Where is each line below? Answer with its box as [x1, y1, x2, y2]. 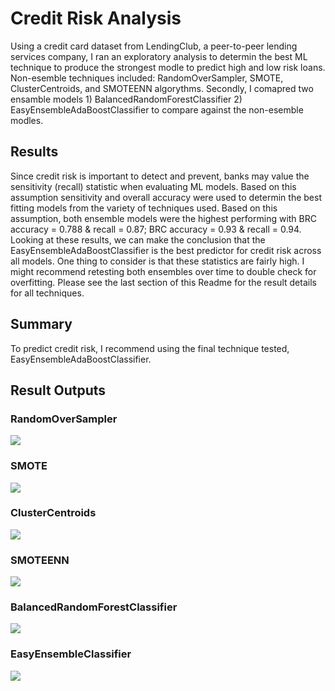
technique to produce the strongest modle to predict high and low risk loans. [10, 61, 326, 73]
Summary [10, 316, 73, 333]
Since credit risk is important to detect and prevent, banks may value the [10, 170, 310, 182]
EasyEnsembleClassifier [10, 647, 132, 661]
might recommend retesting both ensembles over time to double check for [10, 265, 317, 277]
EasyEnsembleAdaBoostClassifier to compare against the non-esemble [10, 103, 304, 116]
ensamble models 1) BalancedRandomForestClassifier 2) [10, 93, 243, 105]
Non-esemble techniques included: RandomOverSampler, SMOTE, [10, 72, 284, 84]
